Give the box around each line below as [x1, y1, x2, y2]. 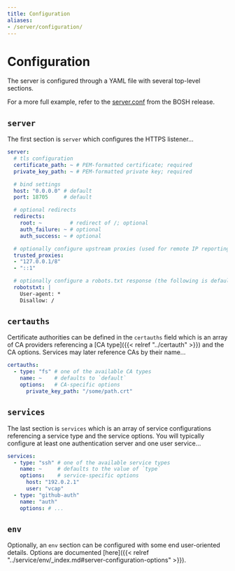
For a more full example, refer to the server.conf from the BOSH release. [7, 98, 215, 106]
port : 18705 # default [13, 194, 92, 201]
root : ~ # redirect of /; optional [20, 220, 149, 227]
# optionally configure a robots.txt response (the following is [13, 278, 208, 285]
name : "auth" [20, 498, 58, 505]
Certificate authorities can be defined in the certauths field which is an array [7, 333, 228, 342]
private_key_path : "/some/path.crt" [25, 387, 133, 395]
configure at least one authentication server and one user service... [7, 439, 201, 448]
